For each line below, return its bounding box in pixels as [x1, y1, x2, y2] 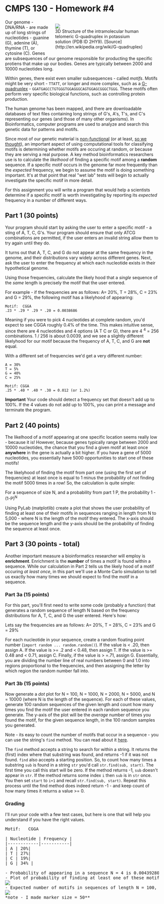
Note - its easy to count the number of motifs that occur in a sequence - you [5, 732, 159, 738]
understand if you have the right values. [5, 816, 85, 822]
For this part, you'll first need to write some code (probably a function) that [5, 602, 156, 608]
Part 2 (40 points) [5, 421, 60, 429]
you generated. [5, 722, 36, 728]
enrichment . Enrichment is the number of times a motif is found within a [5, 558, 151, 564]
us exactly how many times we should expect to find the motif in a [5, 573, 138, 579]
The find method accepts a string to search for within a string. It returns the [5, 747, 158, 752]
